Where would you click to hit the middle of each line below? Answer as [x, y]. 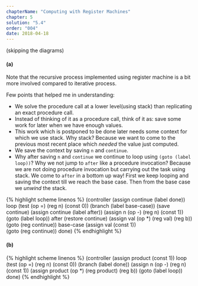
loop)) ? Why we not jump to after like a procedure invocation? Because [103, 163]
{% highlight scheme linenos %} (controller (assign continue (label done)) [96, 200]
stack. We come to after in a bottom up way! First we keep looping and [102, 176]
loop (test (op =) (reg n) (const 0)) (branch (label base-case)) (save [88, 206]
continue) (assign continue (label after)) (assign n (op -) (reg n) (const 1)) [95, 212]
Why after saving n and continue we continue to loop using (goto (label [103, 157]
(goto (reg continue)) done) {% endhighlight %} [64, 231]
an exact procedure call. [44, 113]
